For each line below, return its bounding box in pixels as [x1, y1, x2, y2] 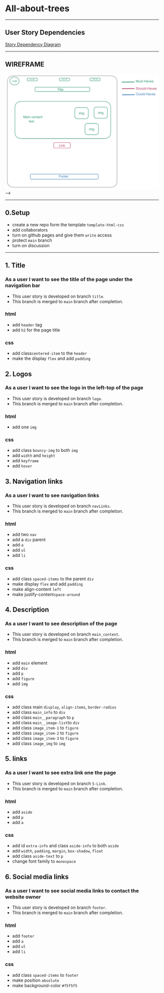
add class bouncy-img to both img [12, 448, 78, 453]
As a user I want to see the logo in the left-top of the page [5, 384, 143, 391]
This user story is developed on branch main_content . [12, 631, 120, 637]
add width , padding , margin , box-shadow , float [12, 848, 103, 854]
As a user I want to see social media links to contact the [5, 887, 139, 894]
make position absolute [12, 977, 60, 983]
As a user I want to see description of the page [5, 620, 118, 627]
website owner [5, 893, 41, 900]
